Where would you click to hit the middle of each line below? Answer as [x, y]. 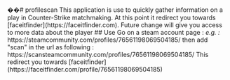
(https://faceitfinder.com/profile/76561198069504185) [85, 69]
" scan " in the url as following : [51, 47]
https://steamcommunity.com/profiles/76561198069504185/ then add [108, 40]
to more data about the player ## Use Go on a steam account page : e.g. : [114, 32]
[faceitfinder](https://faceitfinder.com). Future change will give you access [115, 25]
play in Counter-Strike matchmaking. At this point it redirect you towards [111, 17]
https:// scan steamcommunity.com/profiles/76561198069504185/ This [108, 55]
